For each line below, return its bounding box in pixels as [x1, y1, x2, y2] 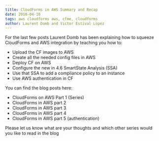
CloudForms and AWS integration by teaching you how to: [5, 40, 123, 46]
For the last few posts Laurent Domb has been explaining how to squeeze [5, 35, 154, 40]
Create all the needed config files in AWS [12, 55, 96, 61]
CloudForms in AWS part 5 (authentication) [12, 115, 100, 121]
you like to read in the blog [5, 130, 59, 136]
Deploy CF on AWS [12, 60, 51, 66]
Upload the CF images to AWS [12, 49, 74, 55]
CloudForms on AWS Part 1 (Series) [12, 95, 85, 101]
